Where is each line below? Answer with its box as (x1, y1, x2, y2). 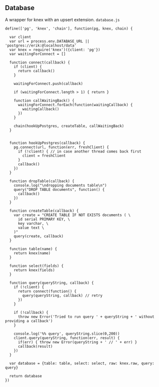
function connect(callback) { (9, 60, 70, 65)
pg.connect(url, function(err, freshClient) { (14, 145, 109, 150)
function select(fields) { (9, 263, 64, 268)
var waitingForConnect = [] (9, 51, 66, 56)
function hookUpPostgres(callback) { (9, 140, 86, 145)
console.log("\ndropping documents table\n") (14, 183, 107, 188)
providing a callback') (5, 318, 53, 324)
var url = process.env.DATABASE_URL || (9, 39, 90, 44)
